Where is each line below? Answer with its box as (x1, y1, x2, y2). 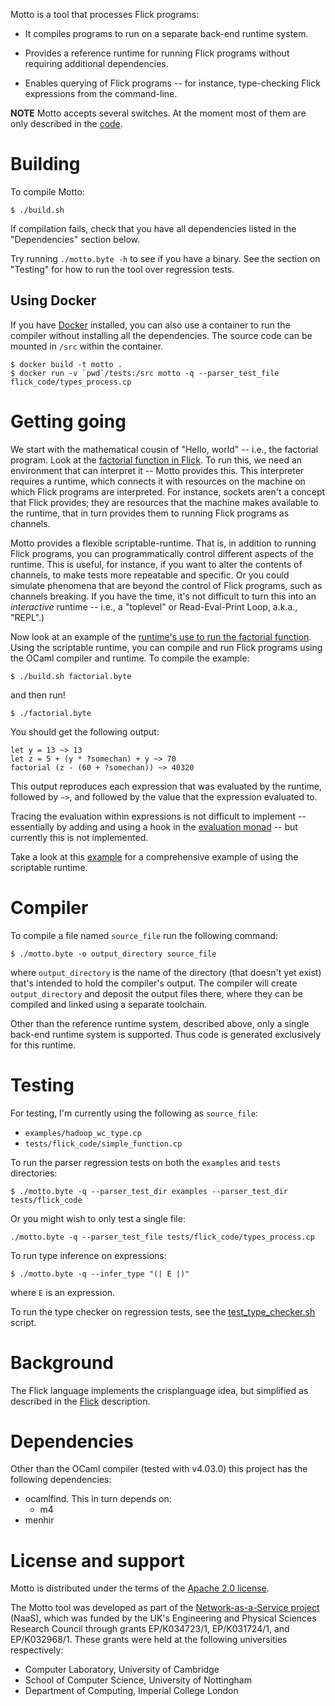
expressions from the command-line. (24, 88, 178, 99)
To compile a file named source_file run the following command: (10, 929, 279, 941)
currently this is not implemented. (10, 831, 149, 843)
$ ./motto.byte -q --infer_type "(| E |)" (10, 1269, 190, 1279)
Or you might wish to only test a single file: (10, 1212, 186, 1224)
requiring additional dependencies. (24, 58, 169, 69)
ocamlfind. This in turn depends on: (24, 1493, 172, 1505)
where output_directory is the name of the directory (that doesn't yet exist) (10, 966, 322, 978)
